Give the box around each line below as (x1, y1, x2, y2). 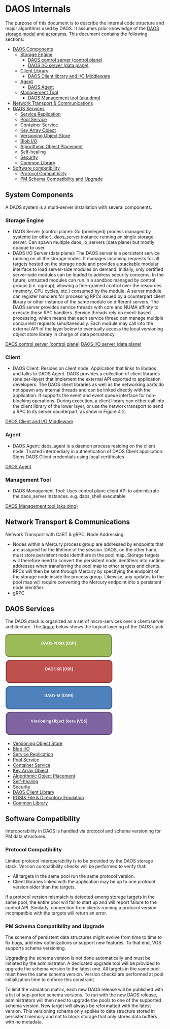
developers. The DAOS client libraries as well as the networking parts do (12, 381, 164, 387)
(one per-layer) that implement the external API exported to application (12, 376, 161, 382)
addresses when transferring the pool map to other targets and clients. (12, 563, 161, 569)
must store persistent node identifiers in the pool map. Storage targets (12, 552, 160, 558)
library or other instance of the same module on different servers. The (12, 299, 159, 305)
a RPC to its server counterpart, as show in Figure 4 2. (12, 408, 126, 415)
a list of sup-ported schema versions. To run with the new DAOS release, (5, 991, 157, 998)
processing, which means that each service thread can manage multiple (12, 315, 164, 321)
